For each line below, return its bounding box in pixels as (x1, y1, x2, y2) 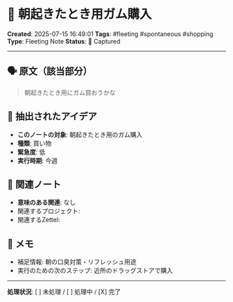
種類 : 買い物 (17, 139, 52, 147)
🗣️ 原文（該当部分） (7, 65, 92, 77)
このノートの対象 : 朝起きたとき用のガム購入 (17, 130, 143, 139)
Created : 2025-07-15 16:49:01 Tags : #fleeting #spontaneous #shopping (7, 29, 214, 38)
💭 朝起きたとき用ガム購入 (7, 6, 153, 22)
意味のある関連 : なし (17, 199, 76, 207)
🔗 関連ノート (7, 178, 61, 190)
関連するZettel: (17, 216, 60, 224)
